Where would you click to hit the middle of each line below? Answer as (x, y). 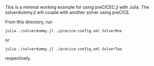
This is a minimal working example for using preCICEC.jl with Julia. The (77, 7)
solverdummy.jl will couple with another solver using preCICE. (68, 12)
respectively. (18, 58)
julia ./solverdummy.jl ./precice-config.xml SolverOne (63, 31)
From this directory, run (29, 22)
